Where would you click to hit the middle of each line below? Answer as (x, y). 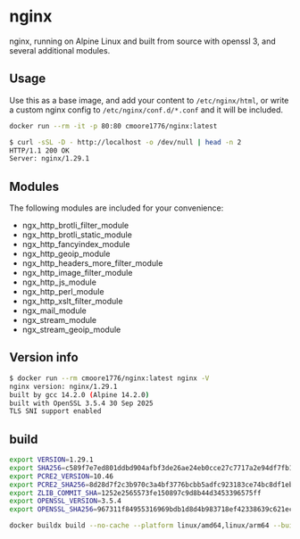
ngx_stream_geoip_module (71, 330)
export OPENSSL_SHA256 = (54, 510)
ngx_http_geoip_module (66, 254)
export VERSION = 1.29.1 (51, 460)
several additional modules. (60, 50)
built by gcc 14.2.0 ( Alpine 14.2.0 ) (79, 394)
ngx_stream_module (59, 320)
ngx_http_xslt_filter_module (72, 302)
